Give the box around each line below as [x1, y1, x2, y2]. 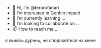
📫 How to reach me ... [12, 26, 59, 32]
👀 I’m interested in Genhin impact [12, 10, 81, 16]
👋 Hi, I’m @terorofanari [12, 5, 59, 10]
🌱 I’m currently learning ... [12, 15, 66, 21]
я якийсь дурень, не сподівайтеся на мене [5, 38, 96, 43]
